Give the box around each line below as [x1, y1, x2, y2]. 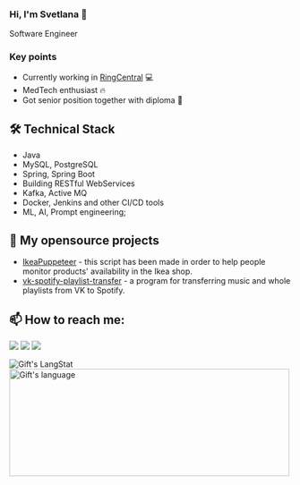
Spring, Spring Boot [21, 169, 96, 180]
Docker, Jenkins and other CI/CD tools [21, 197, 164, 208]
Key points [9, 51, 57, 64]
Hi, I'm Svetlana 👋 [9, 8, 88, 21]
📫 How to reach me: [9, 312, 125, 328]
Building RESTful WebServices [21, 178, 136, 189]
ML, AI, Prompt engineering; [21, 207, 127, 217]
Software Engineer [9, 29, 78, 39]
